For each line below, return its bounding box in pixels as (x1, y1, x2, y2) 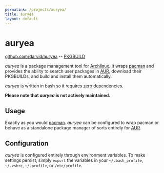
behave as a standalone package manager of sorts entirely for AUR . (5, 125, 142, 131)
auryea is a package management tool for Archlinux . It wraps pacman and (5, 63, 154, 69)
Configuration (5, 139, 49, 148)
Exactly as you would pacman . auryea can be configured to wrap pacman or (5, 120, 159, 125)
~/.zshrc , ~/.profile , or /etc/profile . (5, 162, 82, 168)
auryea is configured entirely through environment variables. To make (5, 152, 145, 158)
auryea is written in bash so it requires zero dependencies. (5, 83, 123, 89)
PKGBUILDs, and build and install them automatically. (5, 74, 112, 79)
